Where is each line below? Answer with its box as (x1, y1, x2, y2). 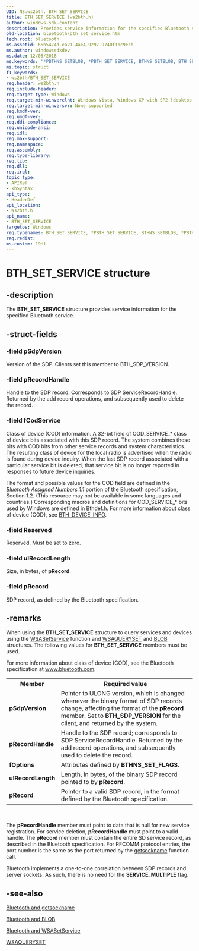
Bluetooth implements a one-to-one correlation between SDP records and (6, 865, 187, 872)
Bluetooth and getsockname (6, 904, 75, 911)
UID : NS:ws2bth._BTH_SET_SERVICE (6, 8, 89, 15)
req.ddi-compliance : (6, 119, 57, 125)
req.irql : (6, 169, 31, 175)
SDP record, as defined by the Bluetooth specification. (6, 596, 139, 603)
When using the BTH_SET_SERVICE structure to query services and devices (6, 629, 192, 636)
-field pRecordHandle (6, 375, 70, 383)
